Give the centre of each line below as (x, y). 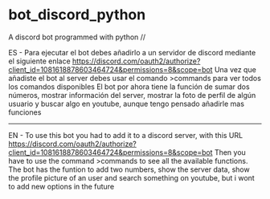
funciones (25, 112)
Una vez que (235, 69)
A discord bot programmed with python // (77, 37)
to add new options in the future (61, 186)
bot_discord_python (77, 15)
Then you (230, 152)
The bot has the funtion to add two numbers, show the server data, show (129, 169)
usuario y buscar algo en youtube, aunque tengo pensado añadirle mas (127, 104)
